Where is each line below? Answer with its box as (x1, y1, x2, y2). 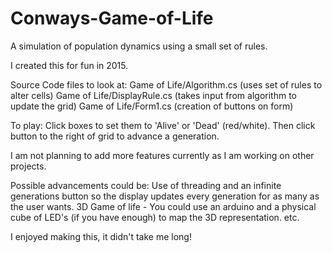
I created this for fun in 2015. (10, 59, 129, 71)
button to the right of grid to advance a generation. (10, 130, 220, 142)
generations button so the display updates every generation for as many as (10, 190, 320, 202)
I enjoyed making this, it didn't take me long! (10, 230, 192, 242)
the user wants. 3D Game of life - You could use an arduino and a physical (10, 200, 317, 212)
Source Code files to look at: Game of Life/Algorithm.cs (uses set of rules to (10, 78, 323, 91)
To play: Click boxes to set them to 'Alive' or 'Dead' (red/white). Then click (10, 119, 316, 131)
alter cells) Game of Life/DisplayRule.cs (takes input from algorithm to (10, 89, 298, 101)
